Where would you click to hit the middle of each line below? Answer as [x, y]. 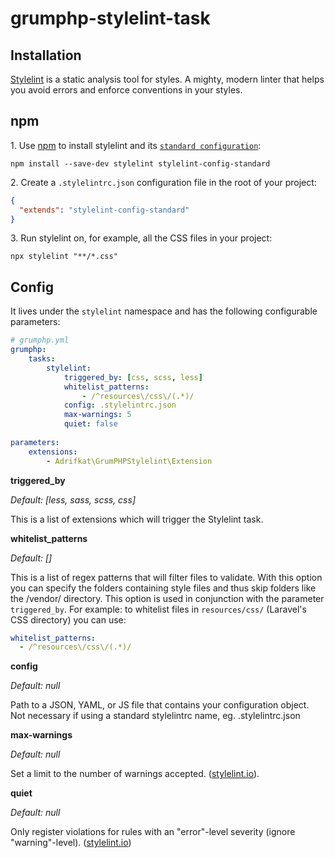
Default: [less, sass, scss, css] [73, 499]
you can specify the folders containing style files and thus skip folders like [163, 588]
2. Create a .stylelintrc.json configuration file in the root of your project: [163, 182]
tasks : [42, 359]
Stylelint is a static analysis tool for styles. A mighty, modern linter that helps [167, 79]
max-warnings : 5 [97, 415]
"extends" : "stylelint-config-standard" [104, 210]
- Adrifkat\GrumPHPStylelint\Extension [129, 461]
